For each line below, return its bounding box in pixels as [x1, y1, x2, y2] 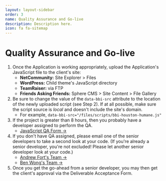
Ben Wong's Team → [19, 159, 63, 165]
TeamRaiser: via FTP [19, 85, 64, 91]
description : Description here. [5, 21, 72, 26]
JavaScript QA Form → [19, 128, 67, 134]
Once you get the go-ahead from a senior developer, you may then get [12, 165, 158, 171]
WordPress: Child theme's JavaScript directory [19, 80, 118, 86]
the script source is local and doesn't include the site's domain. [12, 106, 143, 112]
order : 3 [5, 12, 23, 17]
